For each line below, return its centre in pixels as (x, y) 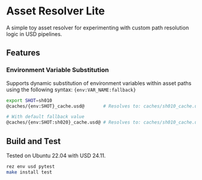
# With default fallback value (45, 117)
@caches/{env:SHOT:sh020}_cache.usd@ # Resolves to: (74, 122)
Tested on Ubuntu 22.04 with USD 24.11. (56, 155)
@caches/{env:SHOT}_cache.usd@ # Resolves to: (74, 106)
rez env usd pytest (31, 166)
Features (23, 53)
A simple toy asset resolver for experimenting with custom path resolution (98, 28)
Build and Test (34, 141)
